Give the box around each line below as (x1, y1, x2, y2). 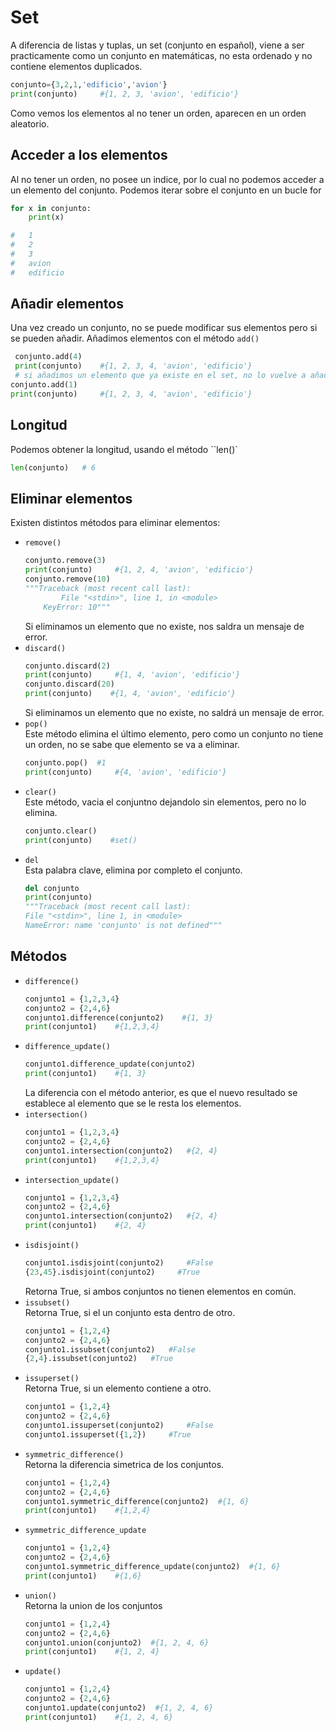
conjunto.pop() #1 (24, 758, 107, 768)
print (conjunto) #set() (24, 835, 138, 845)
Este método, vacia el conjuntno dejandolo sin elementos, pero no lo (24, 796, 307, 808)
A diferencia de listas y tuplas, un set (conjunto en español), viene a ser (10, 39, 305, 51)
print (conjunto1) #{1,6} (24, 1571, 142, 1581)
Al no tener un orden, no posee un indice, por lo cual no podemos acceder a (10, 173, 325, 185)
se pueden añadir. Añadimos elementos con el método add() (10, 332, 260, 345)
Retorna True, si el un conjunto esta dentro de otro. (24, 1306, 236, 1318)
